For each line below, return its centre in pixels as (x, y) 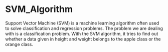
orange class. (19, 44)
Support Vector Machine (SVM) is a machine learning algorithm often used (82, 23)
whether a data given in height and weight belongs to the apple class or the (83, 39)
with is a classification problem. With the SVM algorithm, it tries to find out (82, 33)
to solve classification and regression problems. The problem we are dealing (84, 28)
